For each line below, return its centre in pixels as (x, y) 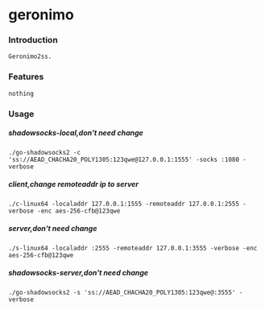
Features (26, 76)
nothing (21, 93)
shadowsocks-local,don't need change (76, 133)
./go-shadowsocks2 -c (45, 152)
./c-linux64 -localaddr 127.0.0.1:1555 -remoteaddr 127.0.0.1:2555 (124, 204)
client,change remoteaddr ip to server (74, 184)
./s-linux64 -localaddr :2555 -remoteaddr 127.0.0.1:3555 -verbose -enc (133, 248)
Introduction (33, 40)
